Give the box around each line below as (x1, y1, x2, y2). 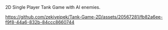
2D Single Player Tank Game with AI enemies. (5, 4, 100, 10)
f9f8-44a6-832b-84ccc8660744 (5, 19, 75, 25)
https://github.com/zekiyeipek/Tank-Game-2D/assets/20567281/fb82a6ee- (5, 14, 163, 19)
